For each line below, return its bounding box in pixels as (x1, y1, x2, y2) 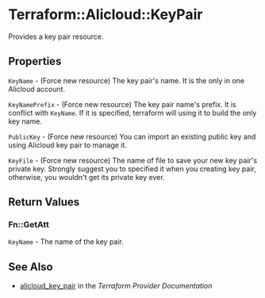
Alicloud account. (8, 84, 66, 94)
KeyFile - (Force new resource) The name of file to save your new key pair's (8, 155, 258, 165)
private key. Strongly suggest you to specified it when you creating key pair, (8, 164, 256, 174)
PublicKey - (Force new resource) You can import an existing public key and (8, 132, 256, 141)
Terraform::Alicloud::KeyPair (8, 6, 203, 24)
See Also (8, 260, 53, 273)
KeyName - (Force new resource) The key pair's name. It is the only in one (8, 75, 244, 85)
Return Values (8, 196, 80, 209)
